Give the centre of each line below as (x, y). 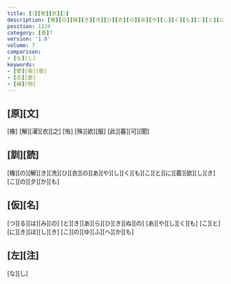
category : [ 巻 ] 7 (30, 33)
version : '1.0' (29, 39)
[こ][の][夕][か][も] (33, 181)
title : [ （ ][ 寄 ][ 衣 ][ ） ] (38, 13)
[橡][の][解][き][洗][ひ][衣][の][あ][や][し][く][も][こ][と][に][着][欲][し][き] (111, 173)
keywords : (21, 65)
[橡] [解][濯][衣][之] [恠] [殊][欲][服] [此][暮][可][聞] (78, 131)
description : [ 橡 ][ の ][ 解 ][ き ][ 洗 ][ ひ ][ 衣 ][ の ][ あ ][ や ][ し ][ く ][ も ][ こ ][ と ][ (113, 20)
